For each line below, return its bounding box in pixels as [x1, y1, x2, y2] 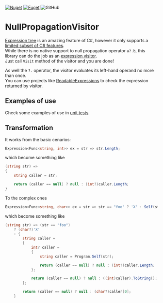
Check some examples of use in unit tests [5, 109, 89, 116]
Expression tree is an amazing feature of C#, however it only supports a [5, 37, 148, 43]
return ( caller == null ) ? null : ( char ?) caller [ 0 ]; [22, 289, 131, 294]
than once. [5, 73, 27, 78]
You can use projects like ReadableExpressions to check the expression [5, 77, 149, 83]
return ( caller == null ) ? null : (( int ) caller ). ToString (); [31, 276, 158, 281]
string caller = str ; [14, 173, 57, 178]
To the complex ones [5, 195, 47, 201]
